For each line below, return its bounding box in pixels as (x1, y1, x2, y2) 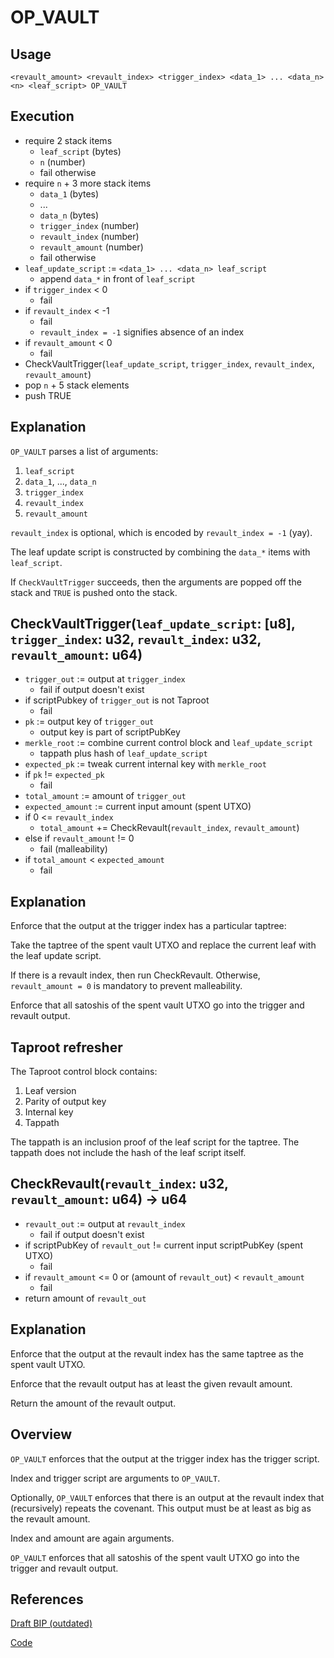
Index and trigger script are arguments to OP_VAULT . (10, 1472, 221, 1484)
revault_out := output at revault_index (24, 1217, 186, 1230)
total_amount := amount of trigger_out (24, 790, 187, 802)
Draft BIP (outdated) (10, 1617, 93, 1630)
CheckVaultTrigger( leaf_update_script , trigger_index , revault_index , (24, 357, 315, 370)
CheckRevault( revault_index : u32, (10, 1176, 229, 1193)
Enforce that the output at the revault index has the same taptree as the (10, 1347, 304, 1360)
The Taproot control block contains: (10, 1066, 158, 1078)
